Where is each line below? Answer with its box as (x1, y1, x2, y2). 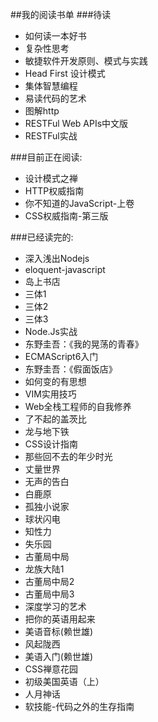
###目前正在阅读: (10, 151, 83, 163)
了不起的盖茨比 (24, 413, 87, 425)
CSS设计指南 (24, 438, 78, 450)
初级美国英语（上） (24, 676, 105, 687)
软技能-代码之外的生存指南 (24, 701, 135, 712)
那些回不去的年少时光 (24, 451, 113, 462)
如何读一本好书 (24, 30, 87, 42)
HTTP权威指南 (24, 185, 85, 197)
